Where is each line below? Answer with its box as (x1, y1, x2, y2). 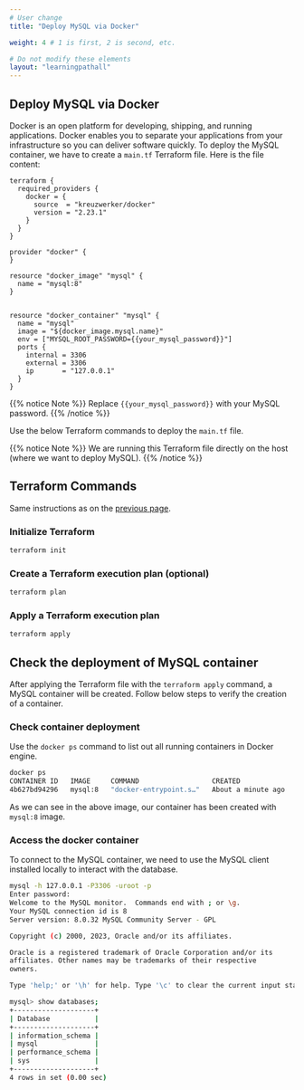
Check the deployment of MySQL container (9, 655, 259, 670)
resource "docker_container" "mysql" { (9, 311, 160, 320)
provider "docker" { (9, 247, 88, 256)
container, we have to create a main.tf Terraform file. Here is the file (9, 148, 264, 159)
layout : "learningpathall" (9, 62, 111, 72)
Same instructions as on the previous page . (9, 502, 172, 513)
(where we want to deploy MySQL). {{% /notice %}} (9, 452, 204, 463)
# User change (9, 13, 63, 23)
